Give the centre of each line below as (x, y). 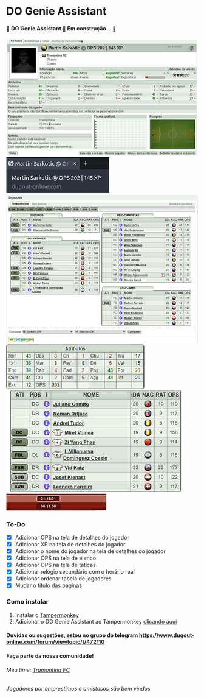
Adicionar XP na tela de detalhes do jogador (70, 544)
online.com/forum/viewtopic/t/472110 (56, 642)
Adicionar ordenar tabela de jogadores (63, 579)
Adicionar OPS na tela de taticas (55, 565)
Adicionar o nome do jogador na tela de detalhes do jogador (90, 551)
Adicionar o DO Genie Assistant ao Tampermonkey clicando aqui (96, 621)
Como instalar (27, 602)
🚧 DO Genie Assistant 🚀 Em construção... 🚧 (61, 28)
